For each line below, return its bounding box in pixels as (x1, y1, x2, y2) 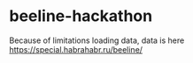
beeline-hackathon (9, 6, 153, 26)
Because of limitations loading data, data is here (9, 35, 185, 45)
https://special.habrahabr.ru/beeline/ (9, 44, 143, 54)
